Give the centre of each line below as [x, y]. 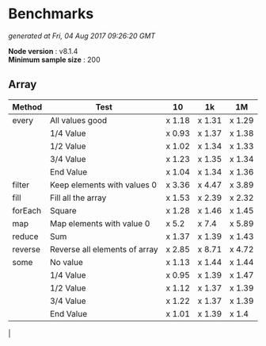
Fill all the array [78, 198]
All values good [79, 120]
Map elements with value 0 [100, 223]
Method [27, 106]
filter [21, 185]
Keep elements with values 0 [103, 185]
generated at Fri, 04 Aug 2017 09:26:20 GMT [82, 36]
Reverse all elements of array [104, 249]
